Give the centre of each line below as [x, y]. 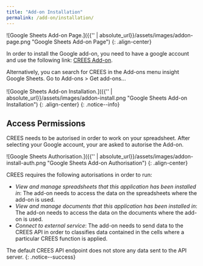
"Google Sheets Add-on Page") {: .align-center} [91, 42]
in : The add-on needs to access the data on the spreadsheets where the [106, 193]
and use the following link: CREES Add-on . [59, 60]
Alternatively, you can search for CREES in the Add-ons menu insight [93, 72]
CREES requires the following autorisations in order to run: [79, 175]
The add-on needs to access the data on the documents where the [99, 213]
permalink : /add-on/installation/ [50, 18]
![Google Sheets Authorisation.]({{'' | [52, 157]
